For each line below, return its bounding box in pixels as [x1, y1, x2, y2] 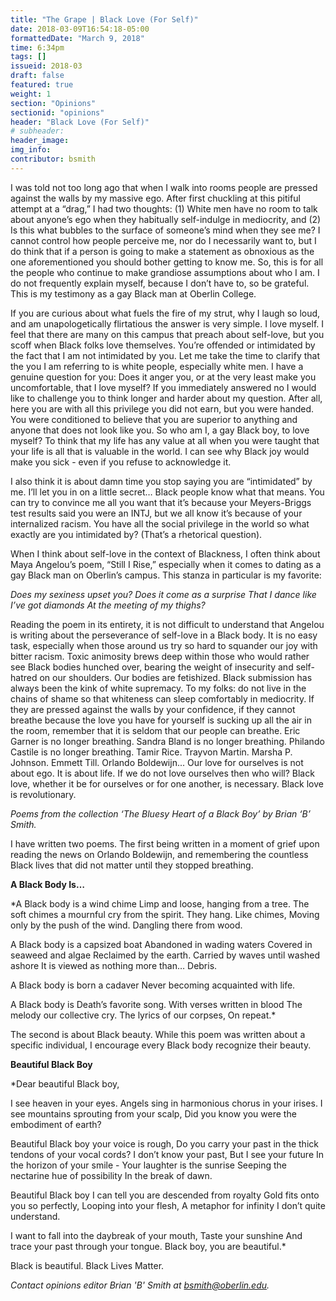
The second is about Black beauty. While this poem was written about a [10, 1028, 306, 1040]
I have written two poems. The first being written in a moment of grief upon [10, 837, 320, 850]
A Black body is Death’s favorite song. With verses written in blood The [10, 998, 303, 1010]
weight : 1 [10, 89, 52, 99]
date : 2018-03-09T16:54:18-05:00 [10, 24, 150, 34]
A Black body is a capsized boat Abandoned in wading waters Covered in [10, 938, 313, 950]
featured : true [10, 80, 74, 90]
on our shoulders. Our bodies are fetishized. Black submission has [39, 671, 313, 683]
